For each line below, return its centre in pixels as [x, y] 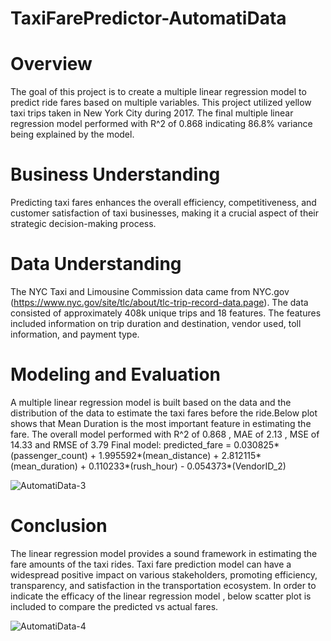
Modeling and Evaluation [115, 374]
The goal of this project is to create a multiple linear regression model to [158, 92]
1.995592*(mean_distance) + [159, 455]
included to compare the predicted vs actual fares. [114, 606]
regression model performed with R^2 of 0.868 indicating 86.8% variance [161, 124]
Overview [51, 64]
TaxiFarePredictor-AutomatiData [148, 18]
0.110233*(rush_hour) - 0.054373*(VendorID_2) [187, 466]
